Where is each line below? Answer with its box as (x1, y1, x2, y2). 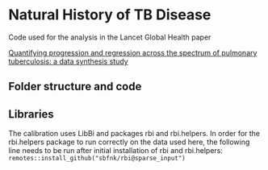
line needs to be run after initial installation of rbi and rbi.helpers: (8, 146, 224, 155)
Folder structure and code (8, 80, 142, 93)
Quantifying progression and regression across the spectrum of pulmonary (8, 48, 258, 57)
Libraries (8, 107, 54, 121)
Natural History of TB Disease (8, 6, 211, 24)
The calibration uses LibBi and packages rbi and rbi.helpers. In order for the (8, 129, 261, 139)
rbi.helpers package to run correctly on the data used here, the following (8, 137, 250, 147)
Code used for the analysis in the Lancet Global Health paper (8, 32, 211, 42)
